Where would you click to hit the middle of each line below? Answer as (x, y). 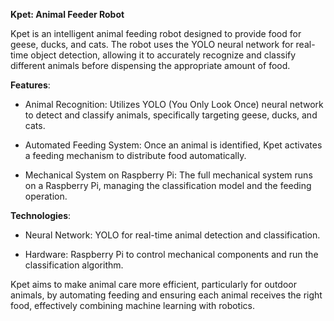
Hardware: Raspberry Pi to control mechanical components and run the (171, 254)
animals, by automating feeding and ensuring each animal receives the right (166, 295)
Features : (30, 85)
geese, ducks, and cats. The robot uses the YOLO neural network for (152, 44)
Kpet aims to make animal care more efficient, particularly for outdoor (153, 284)
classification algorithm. (74, 265)
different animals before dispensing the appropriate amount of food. (150, 65)
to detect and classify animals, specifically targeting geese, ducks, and (171, 115)
